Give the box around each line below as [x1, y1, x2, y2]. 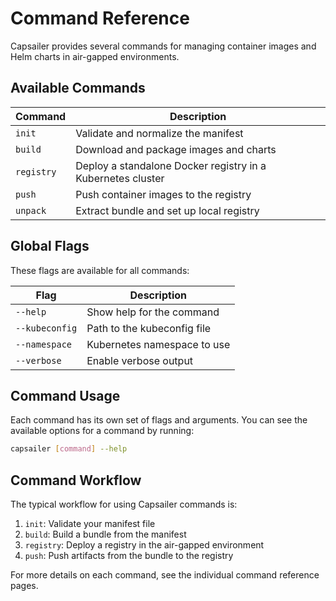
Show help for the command [86, 305, 220, 319]
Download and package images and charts [75, 142, 277, 156]
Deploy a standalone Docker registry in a [75, 158, 267, 172]
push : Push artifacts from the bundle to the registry [24, 550, 234, 562]
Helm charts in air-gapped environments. [10, 50, 180, 62]
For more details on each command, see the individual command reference [10, 569, 320, 581]
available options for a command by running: [10, 425, 195, 437]
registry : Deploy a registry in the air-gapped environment [24, 539, 265, 551]
